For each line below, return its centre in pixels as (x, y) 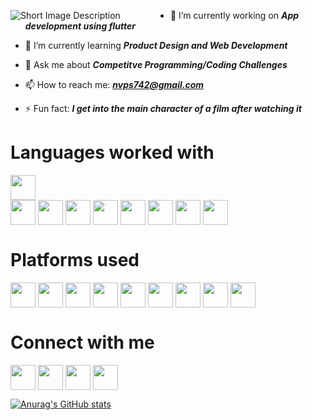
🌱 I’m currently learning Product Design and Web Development (156, 45)
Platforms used (75, 260)
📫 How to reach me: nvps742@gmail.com (114, 84)
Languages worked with (112, 152)
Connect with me (82, 342)
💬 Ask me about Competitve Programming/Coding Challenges (156, 64)
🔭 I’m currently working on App (234, 15)
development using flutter (80, 26)
